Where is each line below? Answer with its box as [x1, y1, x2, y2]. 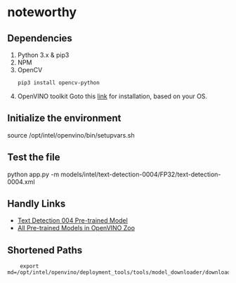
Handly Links [7, 197, 66, 209]
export [20, 263, 39, 270]
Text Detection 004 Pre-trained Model [17, 216, 128, 225]
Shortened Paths [7, 244, 83, 256]
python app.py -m [7, 170, 60, 178]
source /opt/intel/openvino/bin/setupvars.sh [7, 131, 135, 139]
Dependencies [7, 32, 72, 44]
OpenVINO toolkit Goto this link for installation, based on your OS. [17, 92, 208, 100]
